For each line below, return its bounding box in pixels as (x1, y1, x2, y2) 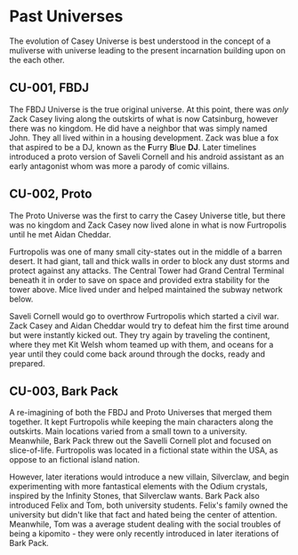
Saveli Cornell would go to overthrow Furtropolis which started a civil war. (9, 310, 279, 321)
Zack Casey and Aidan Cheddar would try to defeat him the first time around (9, 320, 289, 331)
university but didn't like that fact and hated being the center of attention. (9, 510, 278, 520)
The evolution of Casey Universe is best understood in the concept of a (9, 36, 271, 46)
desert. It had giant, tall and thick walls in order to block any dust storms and (9, 255, 290, 266)
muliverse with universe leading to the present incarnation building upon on (9, 44, 286, 55)
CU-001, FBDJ (9, 80, 90, 95)
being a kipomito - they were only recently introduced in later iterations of (9, 528, 279, 539)
